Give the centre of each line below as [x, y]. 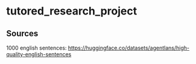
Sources [22, 34]
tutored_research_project [72, 11]
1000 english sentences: [36, 48]
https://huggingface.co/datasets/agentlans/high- [129, 48]
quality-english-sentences [39, 54]
